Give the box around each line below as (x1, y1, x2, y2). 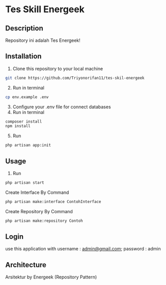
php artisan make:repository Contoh (5, 218, 83, 223)
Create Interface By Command (5, 189, 69, 195)
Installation (5, 52, 42, 61)
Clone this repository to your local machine (12, 65, 103, 72)
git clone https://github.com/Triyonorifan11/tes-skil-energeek (5, 75, 145, 80)
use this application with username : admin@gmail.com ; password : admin (5, 246, 161, 252)
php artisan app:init (5, 142, 51, 148)
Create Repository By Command (5, 208, 73, 214)
